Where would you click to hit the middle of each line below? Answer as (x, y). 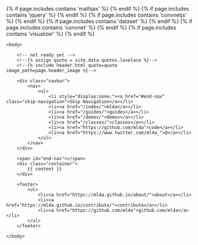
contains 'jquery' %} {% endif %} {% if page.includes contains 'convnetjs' (97, 15)
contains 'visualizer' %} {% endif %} (51, 34)
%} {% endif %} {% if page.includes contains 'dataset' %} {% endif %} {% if (99, 21)
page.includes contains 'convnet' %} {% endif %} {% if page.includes (91, 28)
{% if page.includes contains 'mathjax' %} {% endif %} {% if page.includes (98, 9)
